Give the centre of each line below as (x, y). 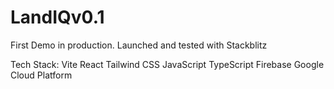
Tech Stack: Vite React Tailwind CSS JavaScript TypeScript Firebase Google (167, 64)
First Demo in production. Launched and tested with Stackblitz (139, 45)
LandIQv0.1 (57, 17)
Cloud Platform (41, 75)
